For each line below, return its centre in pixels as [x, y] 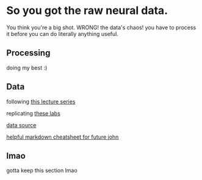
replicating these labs [34, 113]
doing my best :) [27, 67]
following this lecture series [41, 102]
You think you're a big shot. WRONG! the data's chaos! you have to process [101, 27]
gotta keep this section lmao [42, 170]
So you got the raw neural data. [87, 11]
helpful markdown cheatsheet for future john [63, 137]
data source [21, 125]
